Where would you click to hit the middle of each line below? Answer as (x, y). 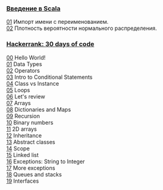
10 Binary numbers (30, 122)
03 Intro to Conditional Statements (49, 77)
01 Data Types (24, 64)
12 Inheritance (24, 135)
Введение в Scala (34, 9)
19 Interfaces (23, 181)
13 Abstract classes (31, 142)
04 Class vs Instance (33, 83)
